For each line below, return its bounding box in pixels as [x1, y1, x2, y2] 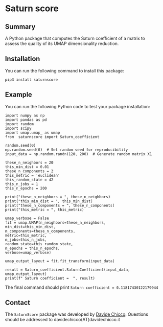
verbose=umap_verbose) [5, 250, 51, 255]
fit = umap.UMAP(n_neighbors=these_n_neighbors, [5, 220, 106, 225]
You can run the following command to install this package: [5, 68, 124, 73]
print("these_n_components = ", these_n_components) [5, 203, 115, 208]
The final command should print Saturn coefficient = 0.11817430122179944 [5, 284, 158, 290]
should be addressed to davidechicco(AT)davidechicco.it [5, 317, 120, 323]
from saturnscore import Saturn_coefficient [5, 134, 99, 140]
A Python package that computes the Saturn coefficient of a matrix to [5, 35, 145, 41]
